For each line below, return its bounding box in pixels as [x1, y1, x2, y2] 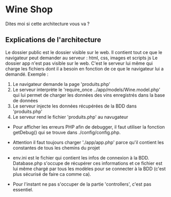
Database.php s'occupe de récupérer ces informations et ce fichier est [12, 160, 163, 166]
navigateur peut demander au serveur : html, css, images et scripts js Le [5, 55, 158, 61]
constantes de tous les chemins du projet [12, 145, 100, 151]
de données [12, 97, 38, 103]
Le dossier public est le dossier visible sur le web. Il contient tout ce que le [5, 49, 163, 55]
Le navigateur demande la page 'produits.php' [12, 81, 111, 87]
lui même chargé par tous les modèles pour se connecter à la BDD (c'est [12, 166, 166, 172]
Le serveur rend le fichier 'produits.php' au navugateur [12, 114, 129, 120]
